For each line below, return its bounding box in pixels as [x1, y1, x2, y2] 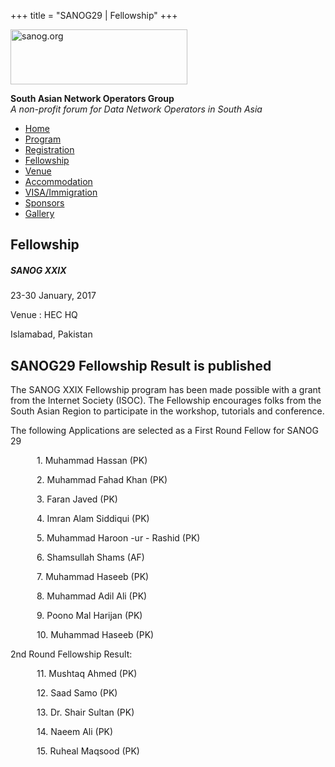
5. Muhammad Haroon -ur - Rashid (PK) [36, 532, 201, 544]
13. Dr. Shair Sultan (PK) [36, 706, 135, 719]
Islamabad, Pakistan [10, 328, 93, 340]
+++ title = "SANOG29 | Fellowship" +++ [10, 10, 178, 21]
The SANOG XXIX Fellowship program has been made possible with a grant [10, 384, 322, 396]
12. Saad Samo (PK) [36, 687, 118, 699]
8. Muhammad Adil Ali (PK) [36, 590, 148, 602]
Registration [24, 144, 75, 155]
